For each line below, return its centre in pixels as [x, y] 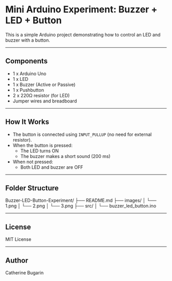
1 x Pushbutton [28, 90]
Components [26, 61]
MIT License [18, 239]
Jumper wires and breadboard [45, 101]
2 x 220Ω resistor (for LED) [41, 95]
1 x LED [20, 79]
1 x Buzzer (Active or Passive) [44, 84]
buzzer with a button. [28, 40]
